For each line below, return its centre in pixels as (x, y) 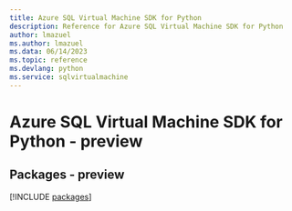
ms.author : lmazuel (47, 43)
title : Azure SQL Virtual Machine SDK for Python (106, 18)
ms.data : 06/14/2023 (49, 52)
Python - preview (76, 141)
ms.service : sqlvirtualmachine (69, 77)
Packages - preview (67, 175)
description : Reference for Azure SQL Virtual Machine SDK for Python (146, 26)
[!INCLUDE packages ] (51, 196)
